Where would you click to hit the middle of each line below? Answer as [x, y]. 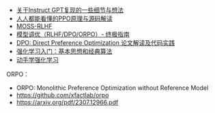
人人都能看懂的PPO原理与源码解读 [64, 18]
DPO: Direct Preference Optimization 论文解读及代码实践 [96, 43]
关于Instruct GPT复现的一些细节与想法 [70, 10]
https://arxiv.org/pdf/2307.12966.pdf [67, 102]
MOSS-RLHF [34, 26]
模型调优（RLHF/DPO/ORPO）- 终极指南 [73, 34]
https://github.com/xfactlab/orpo [62, 95]
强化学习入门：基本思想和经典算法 [64, 51]
